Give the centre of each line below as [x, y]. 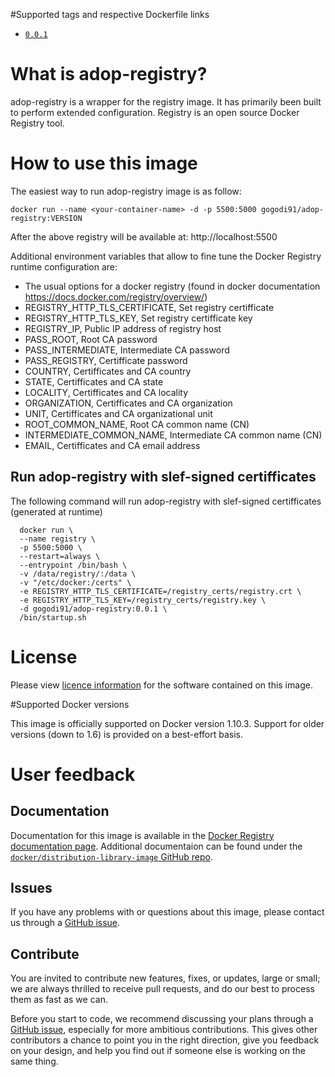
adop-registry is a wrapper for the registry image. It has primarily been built [166, 101]
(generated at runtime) [56, 511]
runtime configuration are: [64, 266]
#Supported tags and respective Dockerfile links [110, 14]
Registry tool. [37, 123]
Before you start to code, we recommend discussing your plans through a [162, 1019]
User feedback [73, 774]
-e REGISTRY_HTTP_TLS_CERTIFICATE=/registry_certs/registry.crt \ [160, 591]
